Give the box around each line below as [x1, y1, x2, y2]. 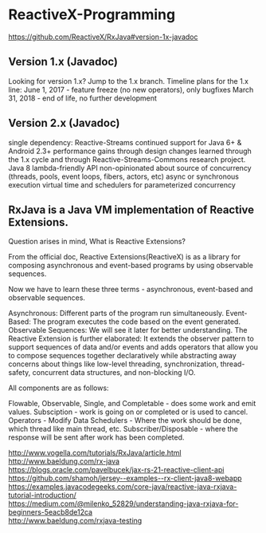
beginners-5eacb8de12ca [8, 507, 93, 517]
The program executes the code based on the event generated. [33, 317, 241, 326]
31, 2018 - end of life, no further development [8, 93, 158, 103]
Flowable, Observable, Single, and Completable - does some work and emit [8, 399, 256, 409]
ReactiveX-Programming [8, 6, 176, 24]
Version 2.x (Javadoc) [8, 116, 120, 130]
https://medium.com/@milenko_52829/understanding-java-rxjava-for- [8, 499, 239, 508]
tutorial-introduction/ [8, 491, 77, 500]
